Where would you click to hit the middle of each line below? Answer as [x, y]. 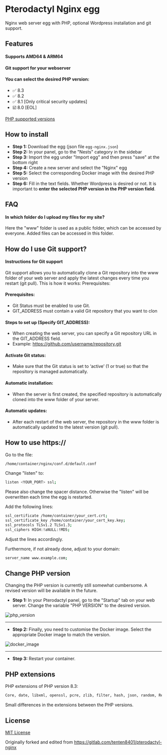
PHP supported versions [30, 119]
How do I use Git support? [46, 249]
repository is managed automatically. [50, 372]
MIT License [18, 732]
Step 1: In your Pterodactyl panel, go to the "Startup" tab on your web [83, 600]
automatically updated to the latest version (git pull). [66, 427]
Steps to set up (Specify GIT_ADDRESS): [48, 322]
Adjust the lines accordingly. [34, 539]
